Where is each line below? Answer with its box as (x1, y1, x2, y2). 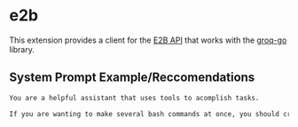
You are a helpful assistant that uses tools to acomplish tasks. (9, 93, 260, 102)
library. (9, 44, 35, 54)
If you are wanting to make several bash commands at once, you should (9, 109, 279, 118)
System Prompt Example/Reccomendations (9, 70, 255, 85)
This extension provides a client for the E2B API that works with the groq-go (9, 35, 287, 45)
